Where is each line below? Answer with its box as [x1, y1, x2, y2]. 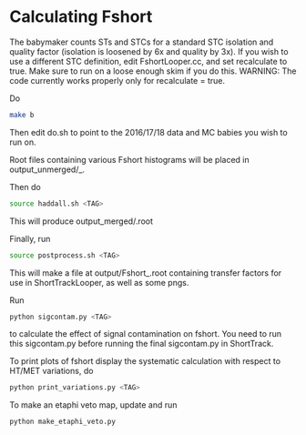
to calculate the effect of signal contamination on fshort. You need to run [9, 329, 282, 339]
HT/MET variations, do [9, 366, 94, 377]
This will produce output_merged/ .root [9, 216, 153, 227]
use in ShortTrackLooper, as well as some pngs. [9, 277, 189, 288]
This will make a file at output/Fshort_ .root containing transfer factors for [9, 267, 282, 278]
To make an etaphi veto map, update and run [9, 400, 178, 410]
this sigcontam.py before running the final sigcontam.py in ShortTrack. [9, 339, 274, 349]
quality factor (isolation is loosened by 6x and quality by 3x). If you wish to [9, 46, 289, 56]
